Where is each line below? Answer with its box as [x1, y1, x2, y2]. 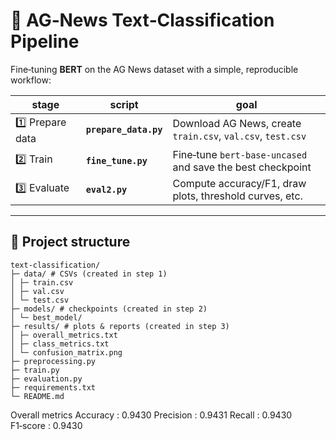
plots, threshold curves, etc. [172, 189, 303, 203]
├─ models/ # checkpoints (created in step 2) [10, 304, 208, 314]
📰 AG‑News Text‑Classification [10, 9, 275, 32]
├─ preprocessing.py [10, 356, 97, 366]
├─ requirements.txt [10, 382, 97, 393]
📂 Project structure [10, 234, 131, 251]
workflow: [10, 74, 52, 86]
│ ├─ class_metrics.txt [10, 339, 110, 349]
